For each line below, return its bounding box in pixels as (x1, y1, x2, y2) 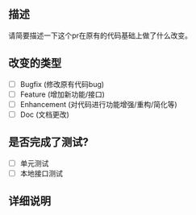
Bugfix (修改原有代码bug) (19, 79, 105, 89)
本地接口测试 (19, 168, 63, 178)
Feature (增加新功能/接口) (19, 89, 105, 99)
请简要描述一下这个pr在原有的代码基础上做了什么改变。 (8, 31, 192, 40)
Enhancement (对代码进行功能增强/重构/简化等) (19, 99, 177, 109)
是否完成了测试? (8, 135, 89, 149)
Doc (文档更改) (19, 110, 70, 119)
